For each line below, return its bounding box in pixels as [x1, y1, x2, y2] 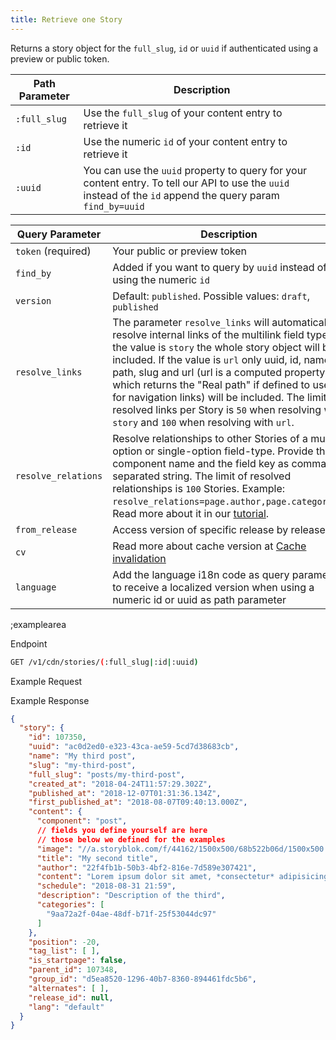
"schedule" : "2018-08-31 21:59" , [36, 881, 177, 891]
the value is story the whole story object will [112, 340, 320, 354]
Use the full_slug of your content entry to [83, 106, 283, 120]
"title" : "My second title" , [36, 853, 159, 863]
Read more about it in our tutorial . [112, 506, 270, 520]
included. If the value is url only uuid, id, [112, 352, 302, 366]
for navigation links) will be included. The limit [112, 390, 327, 404]
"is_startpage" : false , [28, 956, 128, 966]
